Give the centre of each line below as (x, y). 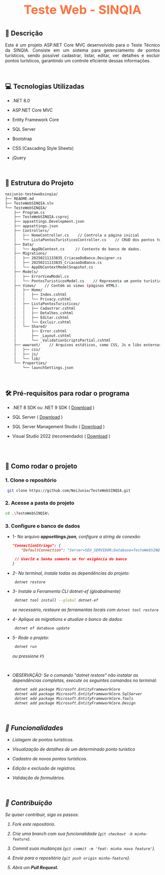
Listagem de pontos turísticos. (43, 740)
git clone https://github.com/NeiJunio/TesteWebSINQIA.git (69, 491)
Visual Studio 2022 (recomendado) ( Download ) (61, 436)
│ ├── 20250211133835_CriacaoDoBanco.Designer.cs (68, 258)
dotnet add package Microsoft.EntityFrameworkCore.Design (75, 703)
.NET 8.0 (21, 101)
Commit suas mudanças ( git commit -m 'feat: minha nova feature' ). (84, 848)
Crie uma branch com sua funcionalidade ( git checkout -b (72, 834)
